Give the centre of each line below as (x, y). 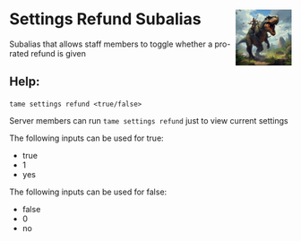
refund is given (59, 53)
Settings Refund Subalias (105, 19)
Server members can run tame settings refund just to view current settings (149, 120)
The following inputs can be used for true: (86, 138)
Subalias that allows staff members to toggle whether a (111, 44)
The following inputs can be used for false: (88, 192)
